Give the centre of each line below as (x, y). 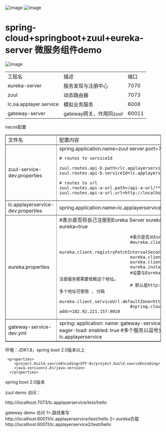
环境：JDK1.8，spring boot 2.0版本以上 (45, 350)
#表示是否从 (142, 237)
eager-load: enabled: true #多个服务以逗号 (109, 330)
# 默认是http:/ (146, 285)
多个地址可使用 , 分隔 (82, 291)
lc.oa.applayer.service (33, 104)
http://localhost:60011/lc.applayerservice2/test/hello (58, 424)
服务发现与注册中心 (86, 86)
